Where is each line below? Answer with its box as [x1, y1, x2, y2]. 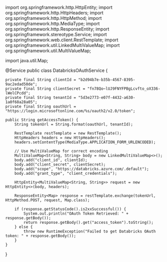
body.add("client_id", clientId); [14, 158, 88, 163]
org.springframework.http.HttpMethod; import [5, 15, 102, 21]
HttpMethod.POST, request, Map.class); [5, 198, 90, 203]
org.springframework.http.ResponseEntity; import [5, 26, 109, 32]
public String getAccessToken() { [5, 117, 79, 122]
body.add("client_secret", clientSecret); [14, 162, 106, 167]
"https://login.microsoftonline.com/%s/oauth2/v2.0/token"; [5, 109, 136, 114]
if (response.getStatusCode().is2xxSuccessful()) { [14, 206, 126, 212]
